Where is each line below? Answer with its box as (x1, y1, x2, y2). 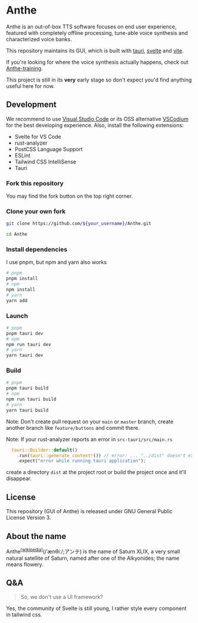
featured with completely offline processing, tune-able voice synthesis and (6, 29, 188, 36)
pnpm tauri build (6, 385, 49, 392)
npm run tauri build (6, 396, 57, 402)
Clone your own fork (6, 207, 66, 216)
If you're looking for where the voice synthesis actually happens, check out (6, 58, 189, 66)
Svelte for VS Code (14, 133, 61, 140)
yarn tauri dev (6, 353, 44, 358)
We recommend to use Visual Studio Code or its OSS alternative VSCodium (6, 115, 189, 122)
